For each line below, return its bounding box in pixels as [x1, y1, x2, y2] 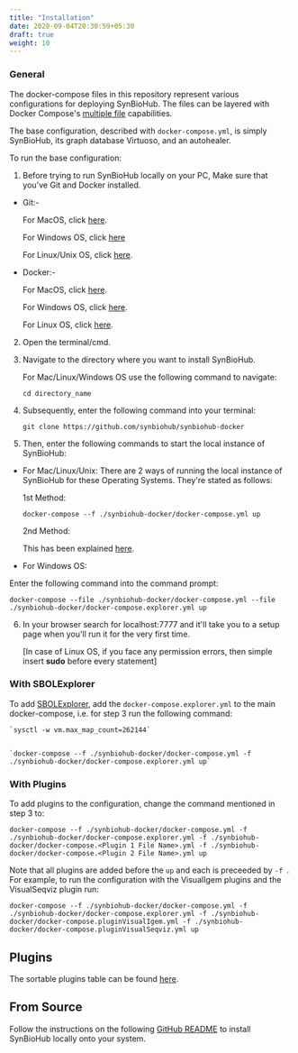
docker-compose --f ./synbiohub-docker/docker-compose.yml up [22, 509, 261, 518]
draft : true [9, 30, 54, 39]
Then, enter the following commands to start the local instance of [22, 438, 266, 449]
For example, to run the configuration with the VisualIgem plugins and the [9, 874, 282, 885]
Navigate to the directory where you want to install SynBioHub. [22, 353, 257, 365]
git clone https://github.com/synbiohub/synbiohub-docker [22, 422, 245, 431]
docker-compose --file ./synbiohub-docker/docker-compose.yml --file [9, 595, 276, 604]
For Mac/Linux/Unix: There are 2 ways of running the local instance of [22, 465, 283, 476]
